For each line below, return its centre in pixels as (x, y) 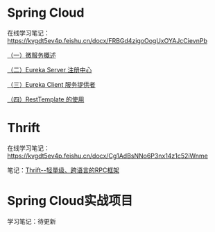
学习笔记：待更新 (32, 221)
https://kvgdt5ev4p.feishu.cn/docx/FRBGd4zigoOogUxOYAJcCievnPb (108, 40)
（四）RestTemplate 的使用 (46, 99)
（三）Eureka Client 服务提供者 (51, 84)
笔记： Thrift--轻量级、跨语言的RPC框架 (63, 170)
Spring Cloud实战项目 (70, 201)
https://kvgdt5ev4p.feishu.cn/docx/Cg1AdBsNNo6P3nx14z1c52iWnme (108, 156)
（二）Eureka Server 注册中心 (50, 69)
